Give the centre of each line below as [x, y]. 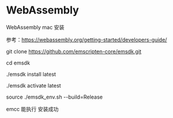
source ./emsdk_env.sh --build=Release [54, 97]
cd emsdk [18, 63]
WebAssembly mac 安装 [35, 27]
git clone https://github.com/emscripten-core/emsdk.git [74, 51]
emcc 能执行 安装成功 [32, 109]
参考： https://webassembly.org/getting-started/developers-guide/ [87, 39]
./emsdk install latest [31, 74]
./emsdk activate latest [34, 85]
